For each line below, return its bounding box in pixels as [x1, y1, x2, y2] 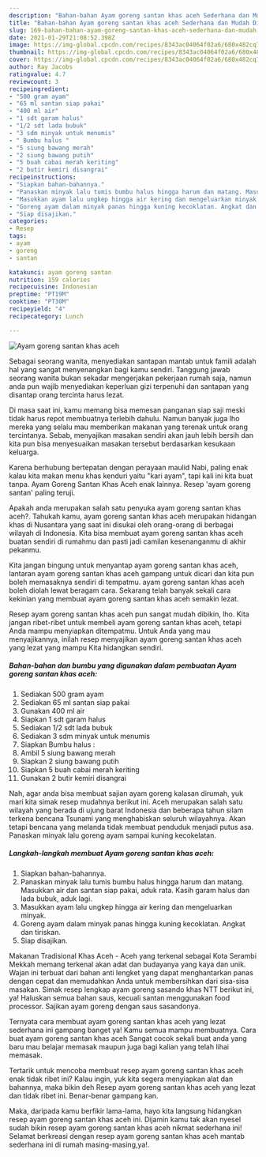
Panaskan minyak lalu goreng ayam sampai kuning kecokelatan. [9, 831, 216, 840]
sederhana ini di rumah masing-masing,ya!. [9, 1140, 150, 1149]
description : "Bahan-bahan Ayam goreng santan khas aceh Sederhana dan [9, 11, 249, 20]
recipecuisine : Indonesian [9, 283, 98, 291]
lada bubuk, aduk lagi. [20, 894, 93, 903]
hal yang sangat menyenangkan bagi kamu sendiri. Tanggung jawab [9, 364, 230, 374]
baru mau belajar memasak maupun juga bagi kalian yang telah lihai [9, 1042, 230, 1051]
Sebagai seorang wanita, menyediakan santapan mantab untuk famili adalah [9, 356, 257, 366]
